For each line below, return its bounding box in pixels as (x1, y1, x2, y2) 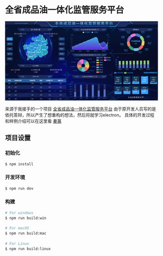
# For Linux (5, 241, 29, 246)
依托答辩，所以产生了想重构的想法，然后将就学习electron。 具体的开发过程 (5, 112, 154, 118)
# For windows (5, 210, 34, 215)
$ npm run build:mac (5, 231, 47, 236)
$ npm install (5, 161, 34, 166)
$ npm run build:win (5, 216, 47, 220)
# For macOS (5, 226, 29, 231)
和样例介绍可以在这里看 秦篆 (5, 118, 62, 124)
